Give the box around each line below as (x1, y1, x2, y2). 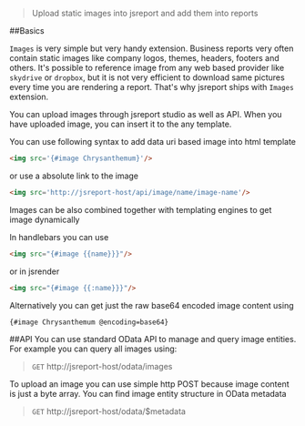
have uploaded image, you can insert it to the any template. (9, 118, 232, 129)
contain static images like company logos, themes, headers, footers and (9, 53, 280, 63)
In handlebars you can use (9, 231, 109, 242)
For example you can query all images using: (9, 343, 178, 354)
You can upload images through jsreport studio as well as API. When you (9, 109, 282, 119)
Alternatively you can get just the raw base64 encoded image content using (9, 299, 294, 310)
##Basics (9, 25, 45, 35)
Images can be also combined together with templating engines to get (9, 204, 272, 215)
